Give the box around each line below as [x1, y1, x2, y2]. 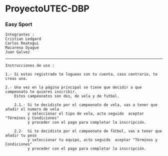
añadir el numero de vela [5, 107, 59, 112]
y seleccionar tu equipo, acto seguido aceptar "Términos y [27, 137, 157, 142]
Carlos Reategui [5, 41, 39, 46]
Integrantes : [5, 32, 35, 37]
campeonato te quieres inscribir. [5, 89, 77, 94]
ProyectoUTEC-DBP [5, 3, 90, 14]
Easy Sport [5, 21, 32, 28]
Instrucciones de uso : [5, 63, 55, 68]
